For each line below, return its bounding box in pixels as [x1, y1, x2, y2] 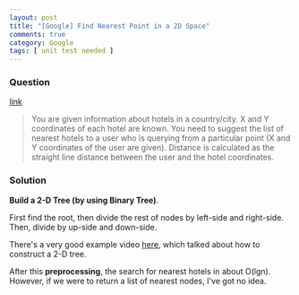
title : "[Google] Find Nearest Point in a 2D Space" [9, 22, 210, 30]
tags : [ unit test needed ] [9, 47, 115, 56]
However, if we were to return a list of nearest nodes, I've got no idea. [9, 275, 267, 286]
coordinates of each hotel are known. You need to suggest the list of [30, 123, 284, 134]
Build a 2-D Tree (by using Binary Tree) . [9, 195, 159, 205]
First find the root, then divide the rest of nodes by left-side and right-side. [9, 212, 285, 222]
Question [9, 76, 51, 89]
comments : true [9, 30, 66, 39]
